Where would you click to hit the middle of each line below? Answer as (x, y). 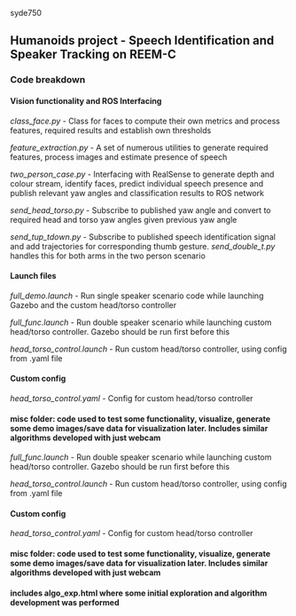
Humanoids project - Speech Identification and (142, 40)
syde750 (26, 13)
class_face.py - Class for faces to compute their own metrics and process (145, 121)
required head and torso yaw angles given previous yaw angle (124, 219)
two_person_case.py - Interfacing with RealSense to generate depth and (142, 174)
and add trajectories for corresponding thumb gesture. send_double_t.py (143, 246)
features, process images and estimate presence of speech (119, 157)
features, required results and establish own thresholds (111, 130)
